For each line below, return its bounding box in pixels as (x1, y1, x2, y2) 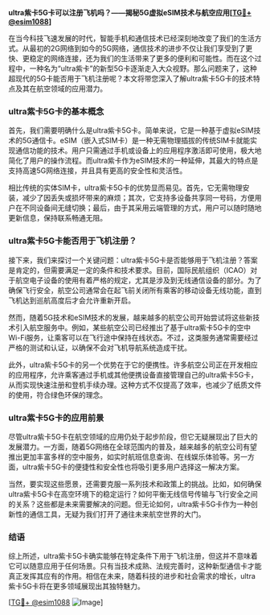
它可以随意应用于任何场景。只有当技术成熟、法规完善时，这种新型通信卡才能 (8, 561, 262, 571)
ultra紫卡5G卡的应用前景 (8, 412, 104, 423)
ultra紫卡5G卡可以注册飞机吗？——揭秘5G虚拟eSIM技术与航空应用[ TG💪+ (8, 8, 252, 17)
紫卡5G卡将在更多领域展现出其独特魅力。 (8, 581, 145, 591)
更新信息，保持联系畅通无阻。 (8, 213, 107, 223)
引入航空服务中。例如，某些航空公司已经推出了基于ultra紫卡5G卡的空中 (14, 322, 252, 332)
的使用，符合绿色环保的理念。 (8, 390, 107, 399)
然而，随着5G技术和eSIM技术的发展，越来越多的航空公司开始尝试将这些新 (8, 312, 253, 322)
